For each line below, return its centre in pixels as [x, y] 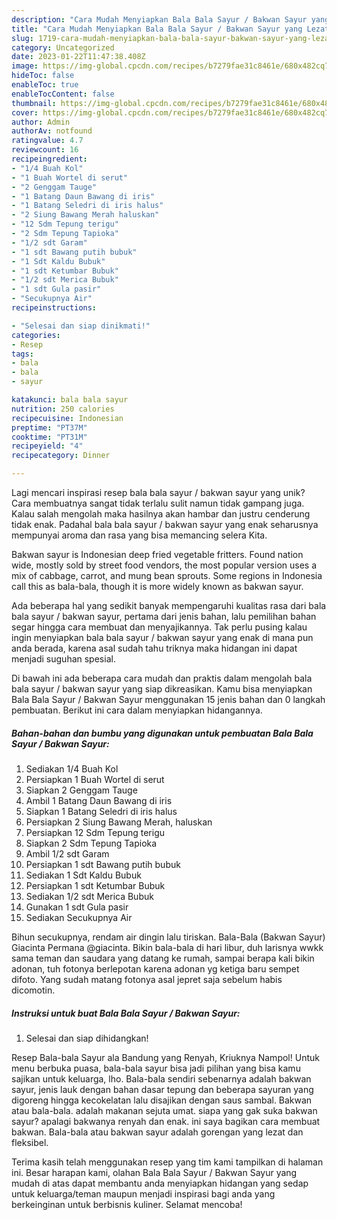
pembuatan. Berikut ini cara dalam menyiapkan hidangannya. [137, 710]
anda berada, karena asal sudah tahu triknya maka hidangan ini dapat [154, 648]
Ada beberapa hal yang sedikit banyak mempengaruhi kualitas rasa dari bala [169, 605]
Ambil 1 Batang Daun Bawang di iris [99, 800]
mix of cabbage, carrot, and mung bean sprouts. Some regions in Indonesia [167, 575]
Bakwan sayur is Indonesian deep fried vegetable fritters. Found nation [157, 554]
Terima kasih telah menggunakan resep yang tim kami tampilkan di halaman [167, 1162]
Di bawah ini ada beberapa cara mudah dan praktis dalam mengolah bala [162, 678]
